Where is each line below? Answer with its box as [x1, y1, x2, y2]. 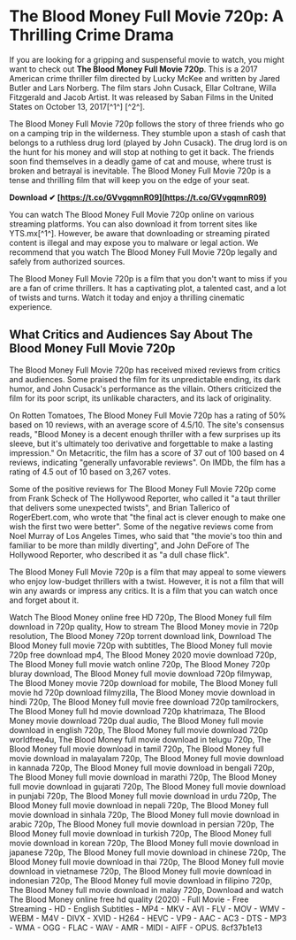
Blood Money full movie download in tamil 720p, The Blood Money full [9, 744, 264, 754]
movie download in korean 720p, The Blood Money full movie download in [9, 837, 279, 848]
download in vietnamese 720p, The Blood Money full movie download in [9, 866, 272, 876]
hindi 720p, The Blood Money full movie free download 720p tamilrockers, [9, 697, 280, 707]
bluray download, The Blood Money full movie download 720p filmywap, [9, 668, 273, 679]
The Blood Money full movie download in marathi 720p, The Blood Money [9, 772, 277, 782]
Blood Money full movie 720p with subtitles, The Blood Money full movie [9, 640, 273, 651]
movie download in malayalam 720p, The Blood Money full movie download [9, 752, 285, 763]
